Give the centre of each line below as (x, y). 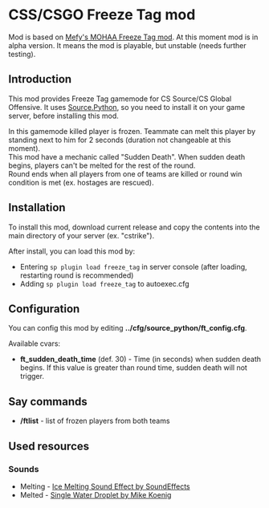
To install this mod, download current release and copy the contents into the (134, 227)
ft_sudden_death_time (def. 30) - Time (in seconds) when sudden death (141, 360)
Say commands (48, 402)
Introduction (40, 79)
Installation (37, 207)
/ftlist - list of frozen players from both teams (95, 421)
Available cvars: (35, 343)
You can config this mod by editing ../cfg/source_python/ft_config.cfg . (128, 328)
